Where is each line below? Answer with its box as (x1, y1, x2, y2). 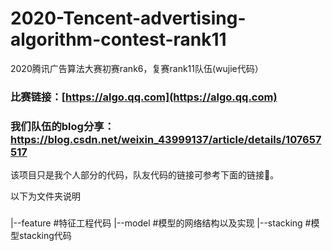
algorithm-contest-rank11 (10, 28, 227, 51)
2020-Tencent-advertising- (10, 7, 247, 30)
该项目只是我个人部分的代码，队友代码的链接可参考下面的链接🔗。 (10, 169, 280, 181)
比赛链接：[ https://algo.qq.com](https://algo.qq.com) (10, 90, 278, 104)
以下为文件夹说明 (10, 190, 81, 202)
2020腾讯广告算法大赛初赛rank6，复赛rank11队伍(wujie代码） (10, 62, 264, 74)
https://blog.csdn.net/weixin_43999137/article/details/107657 (10, 132, 322, 146)
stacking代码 (18, 230, 72, 242)
